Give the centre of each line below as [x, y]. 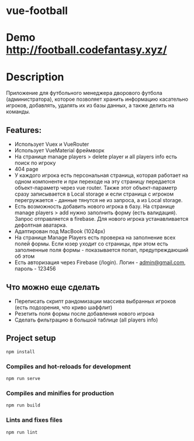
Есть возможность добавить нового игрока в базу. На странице [95, 207]
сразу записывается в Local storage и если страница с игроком [94, 194]
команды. [18, 112]
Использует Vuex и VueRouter [52, 144]
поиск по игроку [35, 163]
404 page [26, 169]
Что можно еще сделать [53, 287]
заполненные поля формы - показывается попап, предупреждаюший [101, 250]
